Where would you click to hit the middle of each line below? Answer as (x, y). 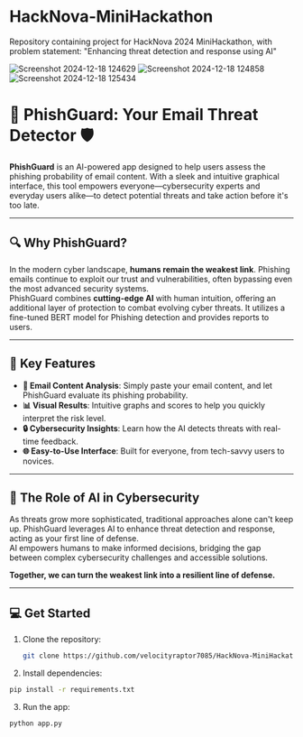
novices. (38, 461)
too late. (25, 205)
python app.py (36, 723)
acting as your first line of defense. (74, 539)
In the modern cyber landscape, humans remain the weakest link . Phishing (150, 269)
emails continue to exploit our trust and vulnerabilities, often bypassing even (151, 279)
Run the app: (46, 706)
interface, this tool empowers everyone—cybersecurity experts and (135, 186)
